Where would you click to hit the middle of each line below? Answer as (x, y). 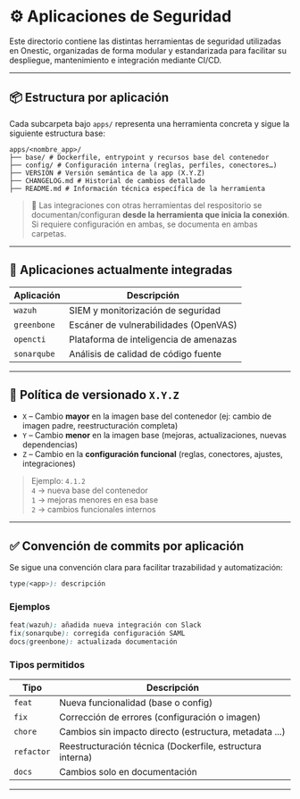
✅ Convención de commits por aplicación (127, 546)
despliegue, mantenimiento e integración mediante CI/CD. (116, 60)
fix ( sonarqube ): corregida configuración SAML (97, 634)
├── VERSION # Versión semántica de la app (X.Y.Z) (107, 173)
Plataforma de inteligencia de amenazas (153, 339)
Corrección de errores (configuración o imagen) (160, 718)
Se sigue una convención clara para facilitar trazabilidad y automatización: (146, 568)
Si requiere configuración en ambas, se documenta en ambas (144, 224)
